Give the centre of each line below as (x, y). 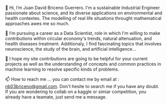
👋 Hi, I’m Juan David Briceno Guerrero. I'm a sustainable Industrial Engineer (83, 8)
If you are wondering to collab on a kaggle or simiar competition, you (76, 92)
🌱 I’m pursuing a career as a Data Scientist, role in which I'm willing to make (83, 33)
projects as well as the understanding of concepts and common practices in (83, 64)
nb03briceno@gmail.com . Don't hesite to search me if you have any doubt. (82, 86)
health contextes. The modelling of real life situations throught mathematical (83, 18)
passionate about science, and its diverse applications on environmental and (84, 13)
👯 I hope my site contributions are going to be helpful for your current (77, 59)
